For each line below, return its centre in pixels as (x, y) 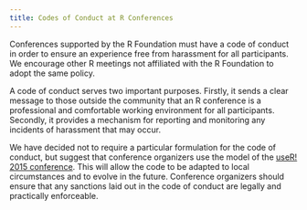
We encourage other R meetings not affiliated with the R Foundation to (142, 63)
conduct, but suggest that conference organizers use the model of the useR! (153, 157)
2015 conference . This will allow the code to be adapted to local (129, 166)
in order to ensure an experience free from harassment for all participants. (149, 53)
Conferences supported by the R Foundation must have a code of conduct (149, 44)
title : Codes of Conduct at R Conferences (91, 18)
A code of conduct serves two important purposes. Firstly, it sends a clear (149, 90)
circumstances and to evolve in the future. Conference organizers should (147, 176)
